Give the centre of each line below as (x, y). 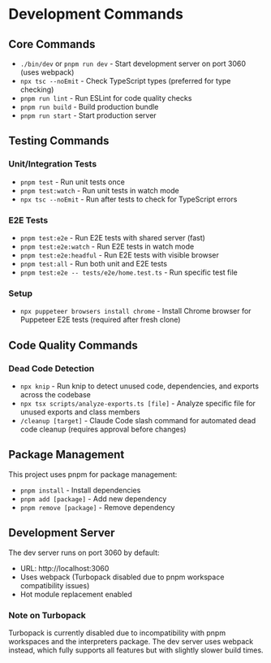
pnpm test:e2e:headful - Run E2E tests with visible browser (119, 255)
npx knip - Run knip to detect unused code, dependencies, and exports (140, 386)
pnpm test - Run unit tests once (73, 182)
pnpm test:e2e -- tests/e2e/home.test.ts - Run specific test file (129, 272)
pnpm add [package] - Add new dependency (93, 498)
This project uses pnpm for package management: (93, 474)
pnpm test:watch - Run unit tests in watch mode (100, 190)
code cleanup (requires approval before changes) (103, 429)
